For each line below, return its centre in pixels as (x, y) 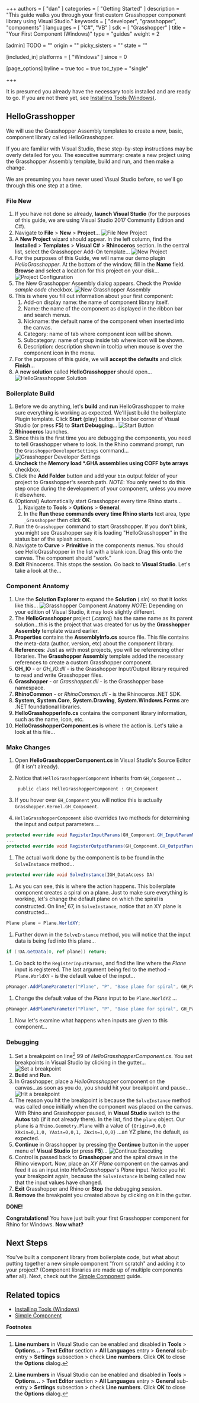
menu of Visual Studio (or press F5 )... (61, 1151)
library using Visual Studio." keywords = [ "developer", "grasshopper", (92, 21)
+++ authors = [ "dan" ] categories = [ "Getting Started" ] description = (93, 9)
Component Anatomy (38, 586)
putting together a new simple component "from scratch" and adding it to (96, 1264)
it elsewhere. (30, 495)
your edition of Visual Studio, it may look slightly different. (85, 611)
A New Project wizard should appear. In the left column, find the (93, 239)
